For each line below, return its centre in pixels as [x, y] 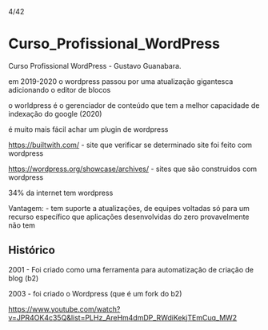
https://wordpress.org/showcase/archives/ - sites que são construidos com [133, 169]
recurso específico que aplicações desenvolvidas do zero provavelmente [129, 217]
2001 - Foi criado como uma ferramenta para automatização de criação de [131, 269]
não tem [22, 225]
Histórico [32, 250]
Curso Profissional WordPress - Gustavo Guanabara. [95, 66]
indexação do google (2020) [55, 113]
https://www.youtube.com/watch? [64, 309]
